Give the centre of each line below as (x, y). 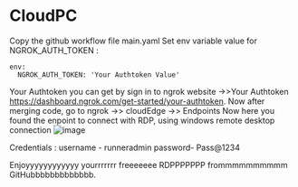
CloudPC (43, 16)
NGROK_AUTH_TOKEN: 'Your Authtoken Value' (99, 75)
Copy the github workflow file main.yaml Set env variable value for (134, 41)
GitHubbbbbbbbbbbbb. (53, 174)
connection (30, 130)
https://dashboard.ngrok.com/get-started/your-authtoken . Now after (137, 101)
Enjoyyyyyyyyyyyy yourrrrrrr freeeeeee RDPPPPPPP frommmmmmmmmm (149, 164)
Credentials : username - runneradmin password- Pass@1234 (125, 147)
